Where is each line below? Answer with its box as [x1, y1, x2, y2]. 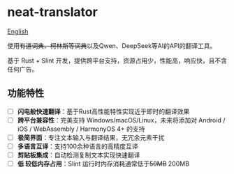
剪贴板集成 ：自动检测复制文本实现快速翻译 [17, 151, 140, 159]
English [7, 27, 29, 35]
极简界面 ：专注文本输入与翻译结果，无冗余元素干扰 [17, 133, 165, 141]
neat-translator [7, 4, 98, 20]
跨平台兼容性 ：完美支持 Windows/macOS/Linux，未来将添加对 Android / [17, 116, 226, 124]
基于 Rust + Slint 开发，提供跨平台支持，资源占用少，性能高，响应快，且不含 [7, 56, 227, 65]
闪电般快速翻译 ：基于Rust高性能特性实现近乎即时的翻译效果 [17, 107, 190, 116]
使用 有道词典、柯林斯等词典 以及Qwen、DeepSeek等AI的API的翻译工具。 [7, 41, 217, 49]
